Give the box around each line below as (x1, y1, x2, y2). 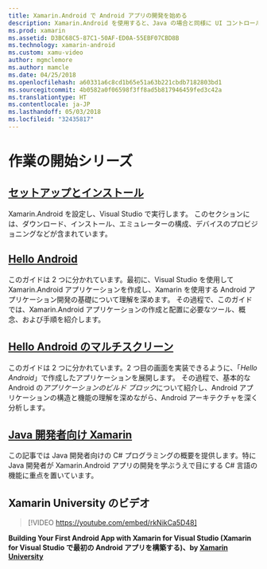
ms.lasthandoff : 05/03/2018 (8, 108, 102, 116)
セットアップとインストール (8, 186, 145, 200)
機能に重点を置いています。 (8, 471, 99, 481)
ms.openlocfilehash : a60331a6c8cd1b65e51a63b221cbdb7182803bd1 (8, 78, 222, 86)
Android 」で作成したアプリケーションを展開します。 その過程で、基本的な (8, 372, 251, 383)
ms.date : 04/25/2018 (8, 71, 77, 79)
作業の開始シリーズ (8, 152, 133, 171)
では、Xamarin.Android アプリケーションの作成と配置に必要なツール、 (8, 304, 239, 314)
